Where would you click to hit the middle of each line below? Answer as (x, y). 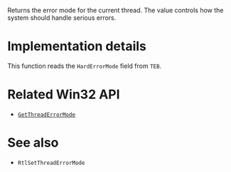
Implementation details (77, 46)
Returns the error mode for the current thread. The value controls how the (116, 10)
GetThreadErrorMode (47, 115)
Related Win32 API (64, 94)
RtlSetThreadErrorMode (51, 163)
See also (33, 143)
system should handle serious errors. (62, 18)
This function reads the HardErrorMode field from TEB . (85, 66)
